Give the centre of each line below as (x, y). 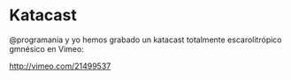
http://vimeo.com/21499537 (60, 66)
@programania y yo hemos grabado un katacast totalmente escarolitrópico (145, 40)
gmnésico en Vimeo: (46, 48)
